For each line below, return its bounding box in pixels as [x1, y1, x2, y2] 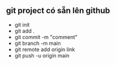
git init [14, 21, 30, 28]
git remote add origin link [14, 46, 75, 53]
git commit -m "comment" [14, 33, 78, 41]
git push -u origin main [14, 52, 70, 59]
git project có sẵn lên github [6, 6, 110, 16]
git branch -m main [14, 39, 61, 46]
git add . [14, 27, 35, 34]
